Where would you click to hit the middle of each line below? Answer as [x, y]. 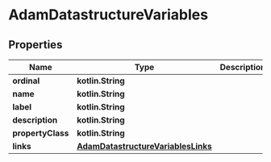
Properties [35, 45]
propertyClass [41, 133]
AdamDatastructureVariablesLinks [144, 146]
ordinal [26, 81]
